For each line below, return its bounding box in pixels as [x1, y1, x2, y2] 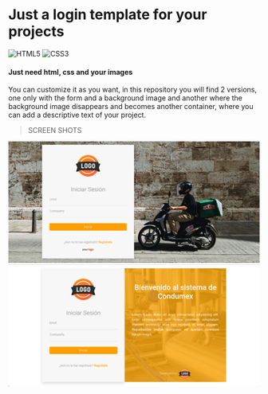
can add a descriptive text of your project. [8, 110, 146, 120]
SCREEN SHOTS [27, 126, 82, 135]
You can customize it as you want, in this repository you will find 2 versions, [8, 85, 258, 95]
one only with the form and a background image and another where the [8, 93, 243, 103]
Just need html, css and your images [8, 67, 133, 76]
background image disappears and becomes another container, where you [8, 102, 254, 111]
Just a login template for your [8, 6, 207, 24]
